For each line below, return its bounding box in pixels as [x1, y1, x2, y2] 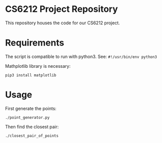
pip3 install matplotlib [5, 73, 56, 78]
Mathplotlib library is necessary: [5, 63, 71, 69]
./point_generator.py [5, 115, 50, 120]
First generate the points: [5, 105, 57, 111]
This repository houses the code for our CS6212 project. [5, 20, 120, 26]
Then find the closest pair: [5, 124, 59, 130]
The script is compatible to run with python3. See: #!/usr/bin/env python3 [5, 53, 157, 59]
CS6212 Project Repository [5, 3, 118, 15]
